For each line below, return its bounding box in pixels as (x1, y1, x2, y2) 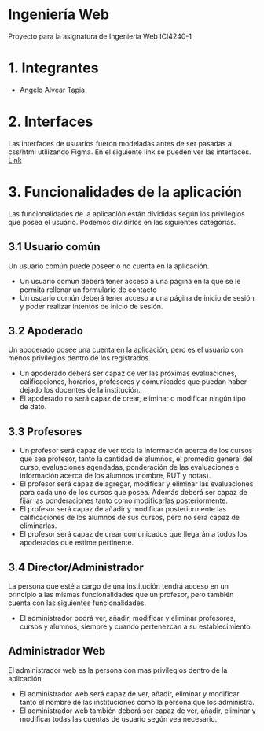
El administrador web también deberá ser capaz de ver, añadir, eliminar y (19, 706, 257, 715)
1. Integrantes (8, 59, 99, 77)
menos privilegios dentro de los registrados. (8, 353, 151, 363)
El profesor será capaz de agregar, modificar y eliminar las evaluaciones (19, 479, 254, 489)
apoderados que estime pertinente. (19, 537, 134, 548)
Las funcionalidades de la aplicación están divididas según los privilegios (8, 209, 245, 218)
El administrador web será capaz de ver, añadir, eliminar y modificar (19, 689, 240, 698)
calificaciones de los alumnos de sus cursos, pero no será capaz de (19, 513, 240, 522)
